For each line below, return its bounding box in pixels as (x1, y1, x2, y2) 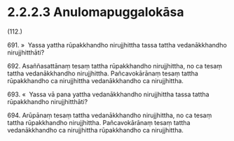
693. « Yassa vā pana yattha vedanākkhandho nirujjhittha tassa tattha (7, 90, 209, 98)
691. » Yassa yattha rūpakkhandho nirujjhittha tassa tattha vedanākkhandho (7, 40, 228, 49)
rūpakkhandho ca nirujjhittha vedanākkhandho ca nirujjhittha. (7, 76, 184, 84)
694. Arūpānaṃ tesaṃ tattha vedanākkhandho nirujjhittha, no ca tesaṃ (7, 111, 212, 119)
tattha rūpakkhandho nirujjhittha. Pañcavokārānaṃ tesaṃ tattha (7, 118, 191, 126)
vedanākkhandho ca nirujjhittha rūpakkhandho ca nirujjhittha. (7, 126, 184, 134)
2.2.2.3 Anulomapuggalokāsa (7, 4, 184, 20)
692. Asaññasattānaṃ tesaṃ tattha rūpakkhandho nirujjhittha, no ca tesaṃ (7, 61, 223, 70)
